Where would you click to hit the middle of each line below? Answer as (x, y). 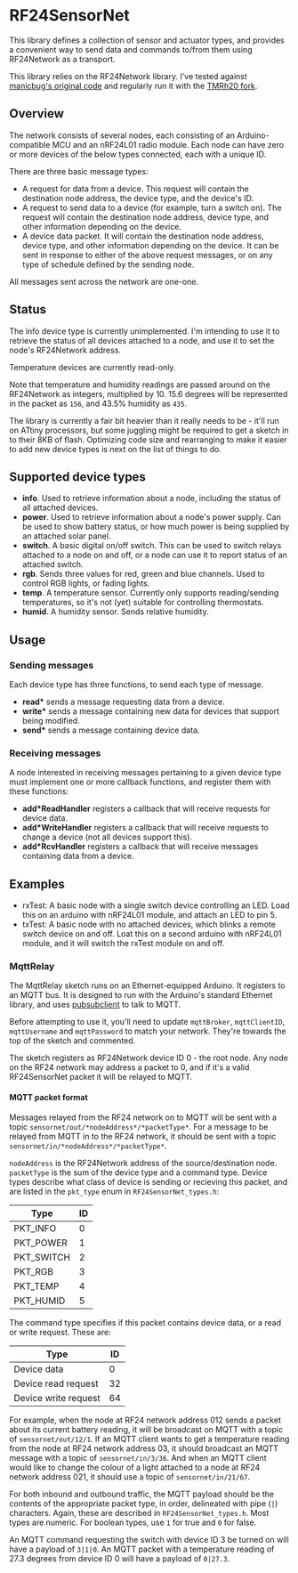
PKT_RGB (33, 1271)
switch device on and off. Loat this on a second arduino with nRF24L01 (152, 934)
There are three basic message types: (79, 171)
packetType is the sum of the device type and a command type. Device (138, 1172)
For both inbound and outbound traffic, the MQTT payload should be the (142, 1494)
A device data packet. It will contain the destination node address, (143, 236)
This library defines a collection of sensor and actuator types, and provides (147, 40)
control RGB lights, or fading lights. (86, 583)
